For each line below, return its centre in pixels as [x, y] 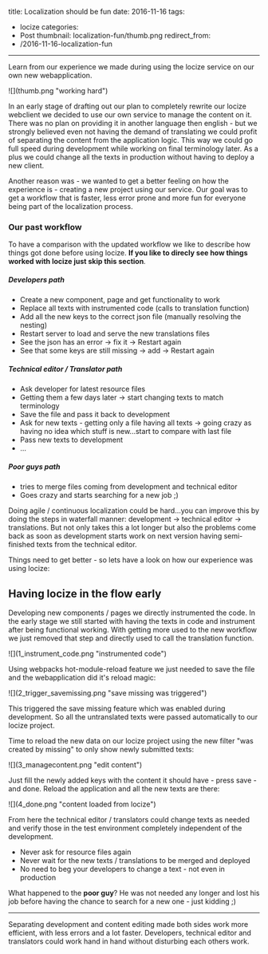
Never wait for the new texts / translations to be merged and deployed [135, 861]
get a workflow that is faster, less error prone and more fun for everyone [127, 198]
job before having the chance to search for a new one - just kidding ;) [122, 901]
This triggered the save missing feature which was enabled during [117, 708]
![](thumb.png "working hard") [58, 91]
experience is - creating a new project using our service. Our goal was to [128, 189]
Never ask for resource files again [75, 852]
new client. [26, 166]
